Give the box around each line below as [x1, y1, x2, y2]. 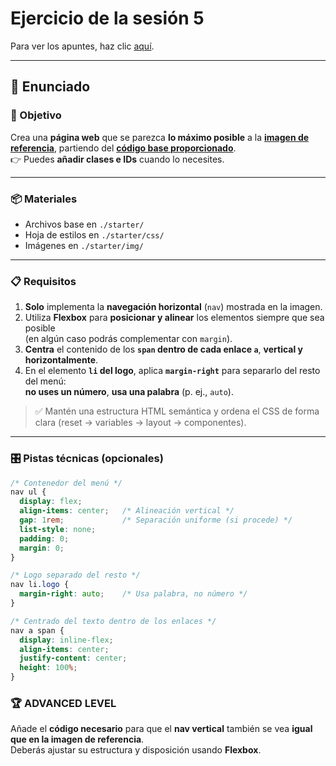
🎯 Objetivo [10, 108, 62, 122]
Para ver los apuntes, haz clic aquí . [10, 40, 155, 52]
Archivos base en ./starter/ [24, 218, 145, 230]
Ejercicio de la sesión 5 [10, 7, 205, 30]
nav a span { [10, 625, 65, 636]
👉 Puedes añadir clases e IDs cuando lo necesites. [10, 153, 225, 165]
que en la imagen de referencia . [10, 733, 145, 746]
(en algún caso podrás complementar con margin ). [24, 333, 233, 345]
